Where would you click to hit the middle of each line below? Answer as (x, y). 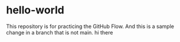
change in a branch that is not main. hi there (60, 32)
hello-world (35, 10)
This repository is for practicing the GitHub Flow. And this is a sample (90, 26)
